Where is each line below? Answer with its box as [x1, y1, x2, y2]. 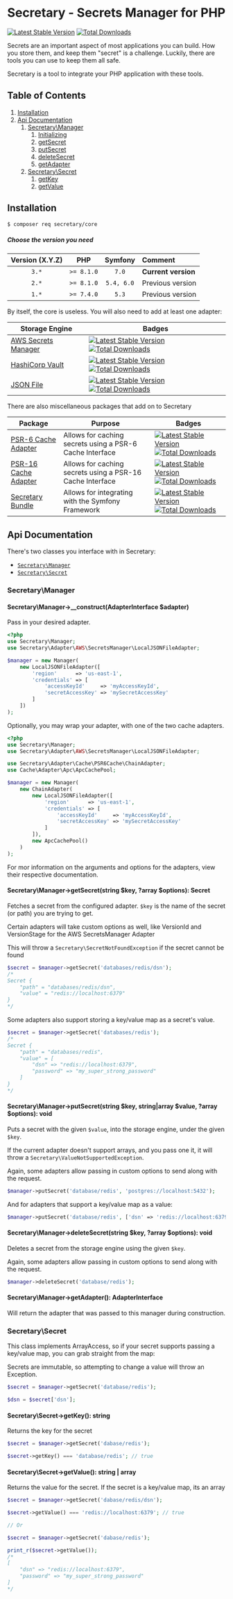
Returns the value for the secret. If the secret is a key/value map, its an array [7, 1483, 225, 1492]
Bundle [10, 501, 34, 510]
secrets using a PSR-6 [63, 439, 137, 449]
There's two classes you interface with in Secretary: [7, 547, 156, 555]
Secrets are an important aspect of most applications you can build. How [7, 41, 216, 49]
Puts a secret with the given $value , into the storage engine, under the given [7, 1125, 225, 1133]
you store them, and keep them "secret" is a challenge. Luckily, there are [7, 49, 215, 57]
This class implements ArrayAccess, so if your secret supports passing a [7, 1342, 215, 1350]
